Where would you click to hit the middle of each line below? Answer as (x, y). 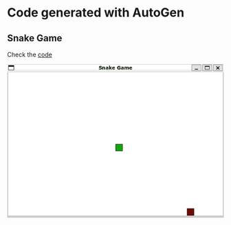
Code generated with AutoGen (96, 13)
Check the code (30, 54)
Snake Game (35, 38)
